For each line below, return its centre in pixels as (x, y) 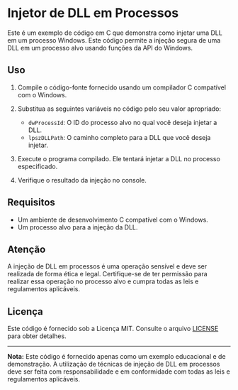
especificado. (38, 166)
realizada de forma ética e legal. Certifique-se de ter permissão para (107, 274)
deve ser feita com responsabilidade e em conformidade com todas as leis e (119, 372)
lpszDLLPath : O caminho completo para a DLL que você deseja (119, 137)
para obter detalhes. (37, 336)
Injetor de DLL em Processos (93, 13)
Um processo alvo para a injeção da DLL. (78, 227)
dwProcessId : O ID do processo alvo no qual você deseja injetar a (123, 122)
